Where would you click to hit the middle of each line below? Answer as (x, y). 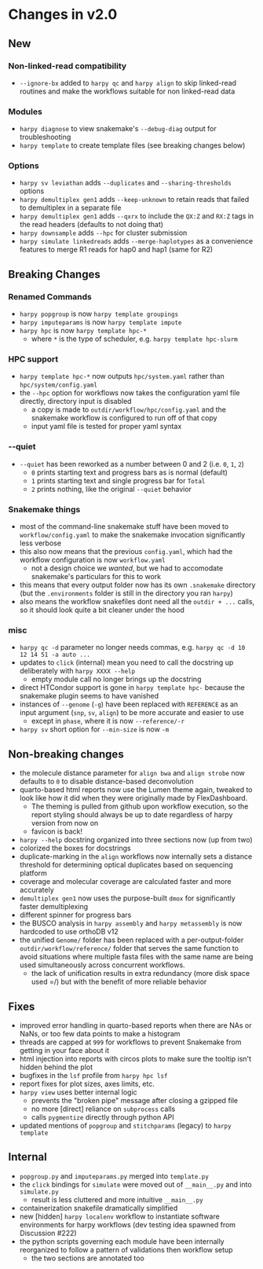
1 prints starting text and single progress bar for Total (118, 480)
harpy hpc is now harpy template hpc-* (83, 331)
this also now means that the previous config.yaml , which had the (126, 552)
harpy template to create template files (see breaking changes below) (132, 145)
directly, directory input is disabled (75, 402)
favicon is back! (57, 831)
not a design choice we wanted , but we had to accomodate (127, 568)
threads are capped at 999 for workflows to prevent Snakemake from (130, 1042)
